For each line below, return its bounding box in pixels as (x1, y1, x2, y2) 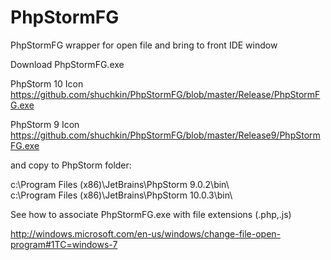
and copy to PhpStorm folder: (10, 159, 132, 171)
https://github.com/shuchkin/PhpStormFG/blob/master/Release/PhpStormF (10, 88, 321, 100)
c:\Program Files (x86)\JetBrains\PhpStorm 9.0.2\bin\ (10, 178, 230, 190)
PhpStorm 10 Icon (10, 77, 84, 90)
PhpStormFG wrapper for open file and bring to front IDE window (10, 39, 278, 51)
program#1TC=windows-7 (10, 238, 118, 250)
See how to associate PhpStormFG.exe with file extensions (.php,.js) (10, 208, 292, 220)
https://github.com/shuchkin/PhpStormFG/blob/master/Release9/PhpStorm (10, 129, 321, 141)
